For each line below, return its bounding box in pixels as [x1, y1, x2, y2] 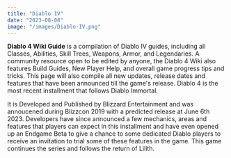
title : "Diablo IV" [7, 10, 64, 17]
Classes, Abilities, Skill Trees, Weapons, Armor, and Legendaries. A [7, 49, 200, 58]
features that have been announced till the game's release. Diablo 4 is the [7, 79, 218, 88]
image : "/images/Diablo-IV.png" [7, 23, 101, 30]
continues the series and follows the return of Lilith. [7, 144, 155, 153]
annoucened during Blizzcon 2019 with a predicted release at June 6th [7, 107, 210, 116]
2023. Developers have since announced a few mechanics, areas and [7, 115, 207, 123]
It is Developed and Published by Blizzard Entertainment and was [7, 100, 193, 109]
